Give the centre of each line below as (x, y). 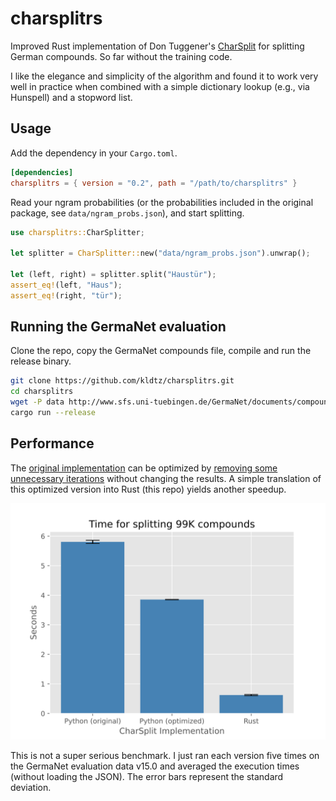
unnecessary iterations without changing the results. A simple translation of (166, 478)
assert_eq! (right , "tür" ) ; (66, 295)
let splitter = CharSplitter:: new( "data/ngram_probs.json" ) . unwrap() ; (160, 253)
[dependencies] (42, 172)
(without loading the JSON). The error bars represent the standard (147, 776)
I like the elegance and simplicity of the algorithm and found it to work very (164, 76)
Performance (52, 443)
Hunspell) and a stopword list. (71, 97)
